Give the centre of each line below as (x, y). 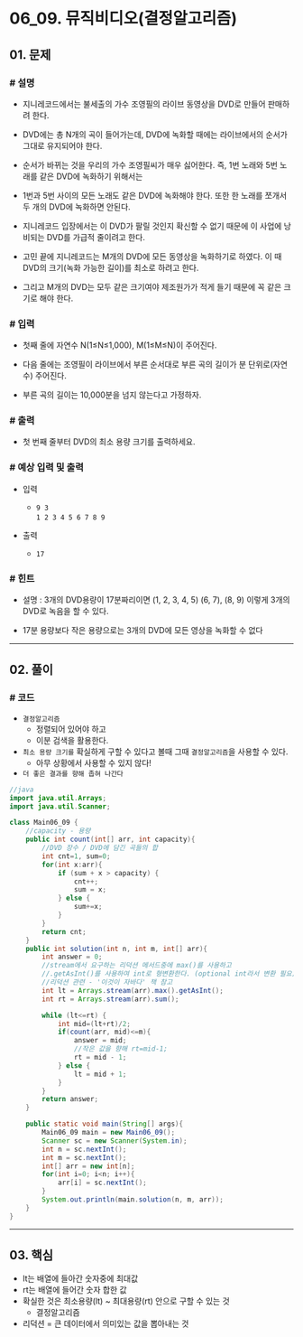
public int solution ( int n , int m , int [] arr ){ (116, 949)
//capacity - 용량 (58, 831)
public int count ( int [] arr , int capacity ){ (110, 840)
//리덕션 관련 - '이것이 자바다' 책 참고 (107, 982)
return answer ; (70, 1099)
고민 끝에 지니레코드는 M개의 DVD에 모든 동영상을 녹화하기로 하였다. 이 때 (152, 256)
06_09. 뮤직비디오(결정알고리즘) (123, 19)
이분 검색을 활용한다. (72, 740)
